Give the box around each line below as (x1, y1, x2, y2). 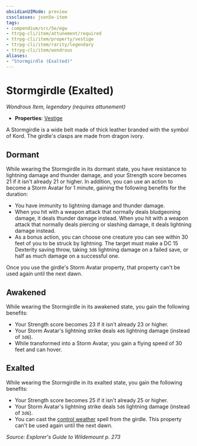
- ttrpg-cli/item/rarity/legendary (6, 42, 94, 48)
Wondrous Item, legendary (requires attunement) (6, 103, 126, 110)
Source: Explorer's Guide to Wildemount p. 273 (6, 433, 121, 440)
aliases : (6, 53, 28, 59)
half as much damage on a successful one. (14, 252, 120, 259)
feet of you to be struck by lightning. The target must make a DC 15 (14, 240, 179, 247)
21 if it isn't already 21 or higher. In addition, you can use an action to (6, 178, 173, 185)
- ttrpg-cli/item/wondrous (6, 47, 73, 53)
